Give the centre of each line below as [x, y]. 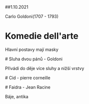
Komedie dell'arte [42, 36]
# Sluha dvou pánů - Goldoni [34, 59]
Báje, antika [17, 96]
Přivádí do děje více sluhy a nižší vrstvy [44, 68]
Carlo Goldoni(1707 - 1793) [32, 16]
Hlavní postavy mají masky [32, 49]
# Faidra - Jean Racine [28, 87]
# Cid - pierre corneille [28, 78]
